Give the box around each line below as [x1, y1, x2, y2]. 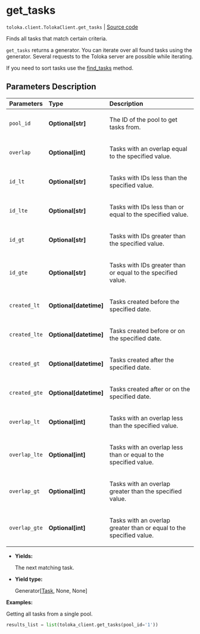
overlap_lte [9, 451, 43, 458]
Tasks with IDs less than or [109, 202, 185, 211]
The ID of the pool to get [109, 115, 177, 124]
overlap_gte [9, 524, 43, 531]
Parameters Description [6, 82, 96, 92]
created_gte [9, 389, 43, 396]
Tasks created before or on [109, 327, 185, 335]
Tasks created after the [109, 356, 174, 364]
